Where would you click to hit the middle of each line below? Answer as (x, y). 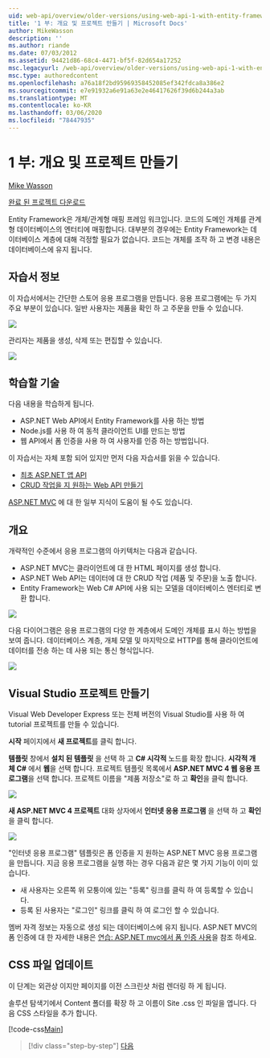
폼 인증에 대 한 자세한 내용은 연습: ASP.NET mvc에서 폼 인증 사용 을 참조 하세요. (133, 937)
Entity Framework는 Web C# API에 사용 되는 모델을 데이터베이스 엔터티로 (136, 588)
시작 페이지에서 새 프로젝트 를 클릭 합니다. (72, 741)
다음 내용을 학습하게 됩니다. (51, 404)
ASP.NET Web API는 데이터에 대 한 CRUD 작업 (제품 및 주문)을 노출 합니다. (138, 578)
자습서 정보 (34, 277)
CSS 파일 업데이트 (51, 965)
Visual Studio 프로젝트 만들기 (79, 693)
